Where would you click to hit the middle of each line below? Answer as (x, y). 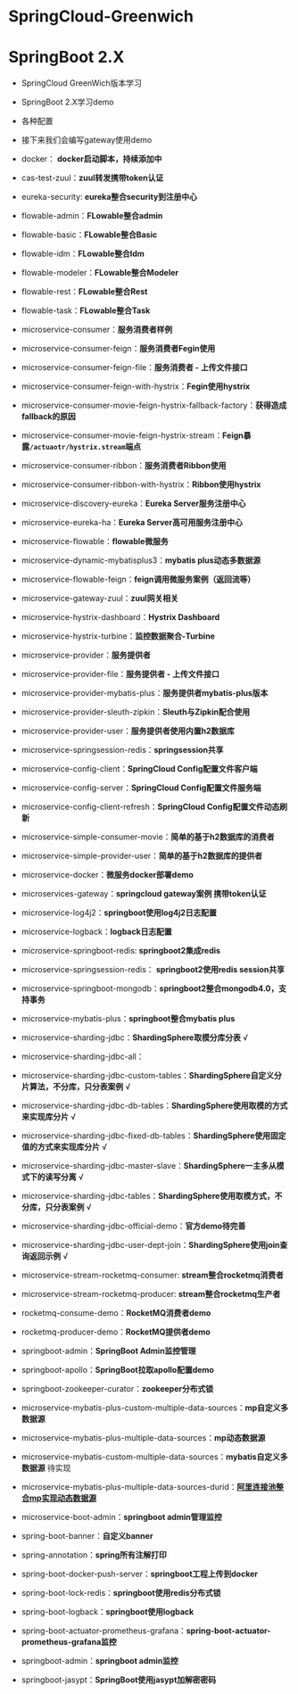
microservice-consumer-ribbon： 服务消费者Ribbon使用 (124, 466)
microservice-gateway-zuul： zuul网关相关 (100, 599)
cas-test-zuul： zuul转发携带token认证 (92, 178)
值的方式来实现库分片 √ (64, 1147)
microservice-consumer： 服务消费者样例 (97, 330)
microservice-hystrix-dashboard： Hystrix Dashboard (120, 617)
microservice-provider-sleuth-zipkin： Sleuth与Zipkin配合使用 (136, 712)
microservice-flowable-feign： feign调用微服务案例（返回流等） (138, 579)
